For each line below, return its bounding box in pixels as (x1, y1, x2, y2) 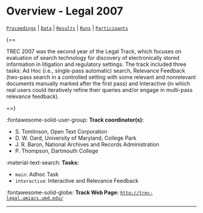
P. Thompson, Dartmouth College (14, 147, 98, 154)
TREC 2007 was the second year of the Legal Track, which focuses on (6, 47, 182, 55)
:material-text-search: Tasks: (6, 159, 79, 166)
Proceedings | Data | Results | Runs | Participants (6, 24, 129, 31)
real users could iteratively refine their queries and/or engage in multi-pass (6, 86, 193, 93)
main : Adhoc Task (14, 171, 59, 178)
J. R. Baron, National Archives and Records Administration (14, 140, 159, 148)
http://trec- (120, 189, 153, 196)
